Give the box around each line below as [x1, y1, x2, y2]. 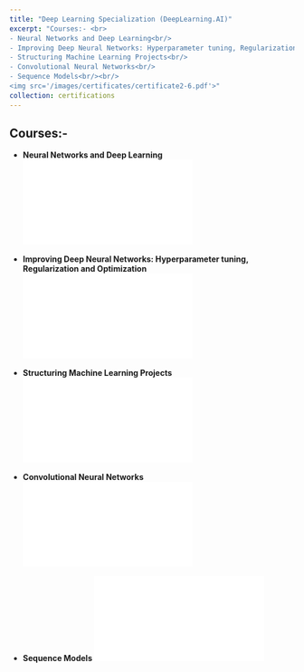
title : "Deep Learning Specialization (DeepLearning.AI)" [9, 14, 233, 24]
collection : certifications [9, 91, 116, 100]
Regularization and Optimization [22, 264, 147, 274]
